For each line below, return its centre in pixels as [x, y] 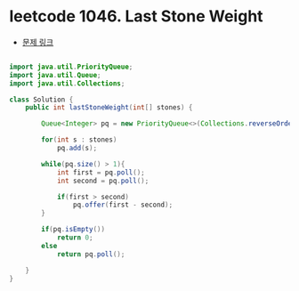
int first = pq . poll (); [101, 172]
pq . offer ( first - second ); [123, 205]
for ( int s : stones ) [79, 140]
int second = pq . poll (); [103, 181]
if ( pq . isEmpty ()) [73, 230]
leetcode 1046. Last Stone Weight [137, 16]
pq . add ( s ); [77, 149]
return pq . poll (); [91, 254]
